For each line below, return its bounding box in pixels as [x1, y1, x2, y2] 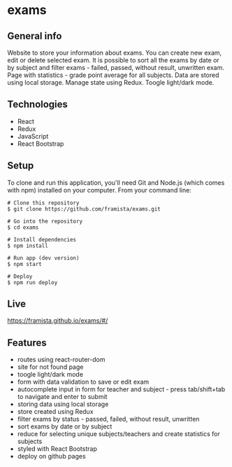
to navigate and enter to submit [17, 393, 108, 401]
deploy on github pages [17, 452, 86, 461]
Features [7, 337, 47, 349]
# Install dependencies [7, 236, 77, 243]
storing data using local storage [17, 400, 109, 408]
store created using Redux [17, 407, 94, 416]
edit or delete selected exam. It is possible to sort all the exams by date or [7, 56, 220, 64]
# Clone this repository [7, 199, 80, 207]
